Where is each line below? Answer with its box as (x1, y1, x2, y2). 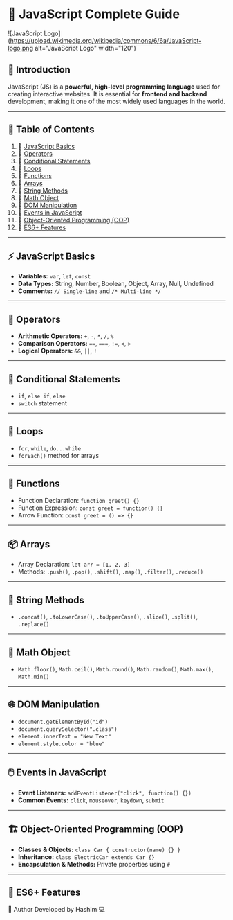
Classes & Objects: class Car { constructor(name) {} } (17, 845, 180, 853)
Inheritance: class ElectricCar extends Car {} (17, 852, 155, 861)
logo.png (8, 44, 34, 52)
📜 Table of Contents (8, 124, 95, 136)
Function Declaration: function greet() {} (17, 496, 140, 504)
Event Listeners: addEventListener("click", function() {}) (17, 788, 192, 797)
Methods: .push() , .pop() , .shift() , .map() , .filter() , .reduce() (17, 567, 203, 576)
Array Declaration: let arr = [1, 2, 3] (17, 560, 131, 569)
